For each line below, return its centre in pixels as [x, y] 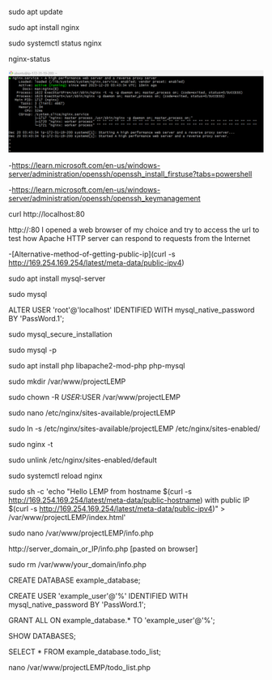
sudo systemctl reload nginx [55, 476]
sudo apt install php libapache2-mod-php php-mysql [97, 366]
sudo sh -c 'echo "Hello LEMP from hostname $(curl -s [100, 492]
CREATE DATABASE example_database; [74, 580]
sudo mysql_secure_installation [60, 334]
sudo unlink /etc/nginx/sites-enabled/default [83, 460]
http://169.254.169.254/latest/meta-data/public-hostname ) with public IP [129, 500]
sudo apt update [36, 12]
